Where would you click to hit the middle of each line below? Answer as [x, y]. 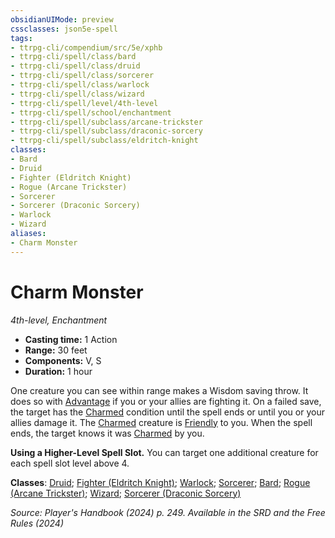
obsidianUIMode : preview [62, 19]
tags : [21, 38]
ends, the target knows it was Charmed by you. [107, 433]
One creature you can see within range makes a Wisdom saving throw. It [159, 390]
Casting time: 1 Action [71, 339]
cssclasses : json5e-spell [64, 29]
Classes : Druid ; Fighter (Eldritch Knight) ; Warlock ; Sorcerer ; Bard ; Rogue [160, 482]
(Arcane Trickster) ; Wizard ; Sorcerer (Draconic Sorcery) [126, 493]
